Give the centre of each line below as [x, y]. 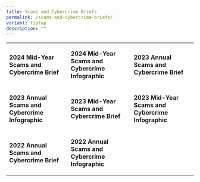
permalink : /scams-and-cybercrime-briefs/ [60, 17]
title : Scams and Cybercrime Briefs [51, 12]
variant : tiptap [26, 23]
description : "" [26, 28]
